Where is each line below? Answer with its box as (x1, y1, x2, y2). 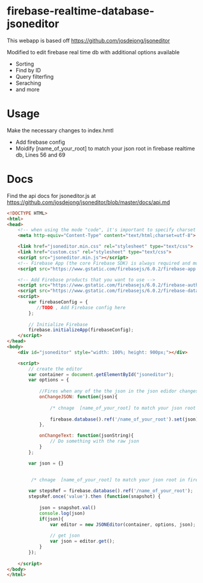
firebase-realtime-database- (7, 4, 155, 18)
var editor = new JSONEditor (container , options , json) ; (49, 522, 196, 528)
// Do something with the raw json (49, 438, 139, 445)
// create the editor (28, 366, 83, 372)
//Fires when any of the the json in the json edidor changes (39, 388, 199, 395)
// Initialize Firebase (28, 321, 88, 327)
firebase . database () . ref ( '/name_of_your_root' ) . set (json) (49, 416, 199, 422)
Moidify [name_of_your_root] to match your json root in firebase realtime (15, 144, 195, 152)
